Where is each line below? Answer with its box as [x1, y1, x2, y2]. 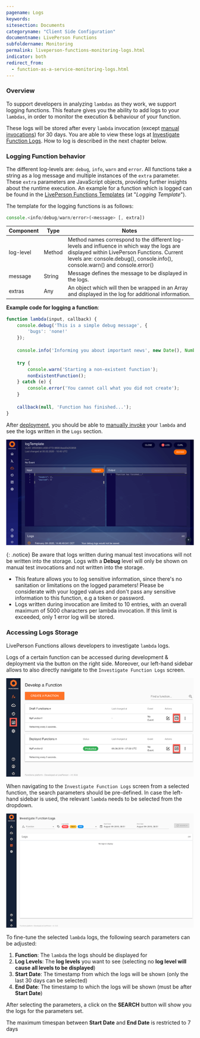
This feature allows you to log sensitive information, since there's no [14, 576, 183, 583]
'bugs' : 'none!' [27, 329, 68, 335]
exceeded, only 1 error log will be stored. [14, 613, 115, 620]
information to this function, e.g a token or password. [14, 594, 145, 602]
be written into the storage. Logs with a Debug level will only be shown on [6, 558, 187, 565]
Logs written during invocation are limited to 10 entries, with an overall [14, 601, 187, 608]
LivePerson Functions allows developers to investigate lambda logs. [6, 642, 170, 649]
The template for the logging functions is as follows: [6, 203, 134, 210]
